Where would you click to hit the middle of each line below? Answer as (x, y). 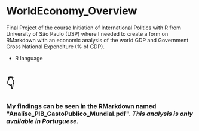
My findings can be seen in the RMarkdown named (81, 106)
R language (29, 58)
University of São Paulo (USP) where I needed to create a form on (87, 33)
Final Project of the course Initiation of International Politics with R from (94, 28)
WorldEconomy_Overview (72, 11)
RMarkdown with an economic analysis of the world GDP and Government (97, 40)
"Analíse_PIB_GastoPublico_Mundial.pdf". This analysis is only (99, 114)
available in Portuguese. (42, 121)
